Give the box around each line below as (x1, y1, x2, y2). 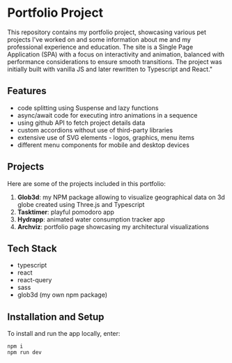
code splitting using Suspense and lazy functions (17, 103, 159, 112)
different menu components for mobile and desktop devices (17, 141, 190, 149)
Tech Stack (7, 242, 57, 254)
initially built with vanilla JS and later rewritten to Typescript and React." (7, 65, 213, 73)
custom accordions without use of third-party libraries (17, 125, 173, 134)
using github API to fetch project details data (17, 118, 146, 127)
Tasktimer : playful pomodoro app (17, 208, 115, 216)
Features (7, 85, 47, 97)
